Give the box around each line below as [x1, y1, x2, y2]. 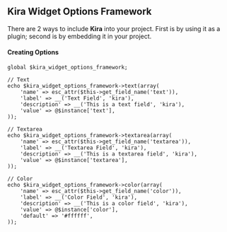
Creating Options [7, 48, 59, 57]
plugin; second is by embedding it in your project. [7, 32, 152, 40]
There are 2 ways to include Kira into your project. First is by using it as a [7, 24, 221, 33]
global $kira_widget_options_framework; [7, 64, 129, 71]
